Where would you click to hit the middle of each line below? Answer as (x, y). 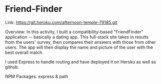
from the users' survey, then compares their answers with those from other (80, 42)
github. (12, 67)
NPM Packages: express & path (37, 76)
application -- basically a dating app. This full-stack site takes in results (77, 37)
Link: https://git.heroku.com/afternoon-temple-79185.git (61, 22)
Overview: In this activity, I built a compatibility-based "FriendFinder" (74, 32)
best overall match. (24, 52)
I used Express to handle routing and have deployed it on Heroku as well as (80, 62)
